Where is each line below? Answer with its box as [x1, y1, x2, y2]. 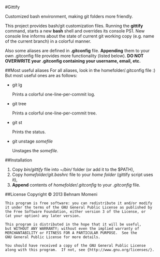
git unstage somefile [12, 138, 53, 144]
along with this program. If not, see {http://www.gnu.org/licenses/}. [5, 247, 155, 252]
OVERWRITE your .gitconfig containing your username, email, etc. [5, 58, 141, 64]
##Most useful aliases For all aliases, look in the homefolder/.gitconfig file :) [5, 67, 156, 73]
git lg [12, 82, 23, 88]
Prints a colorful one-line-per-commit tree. [12, 110, 97, 116]
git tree [12, 101, 27, 106]
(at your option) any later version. [5, 213, 81, 218]
